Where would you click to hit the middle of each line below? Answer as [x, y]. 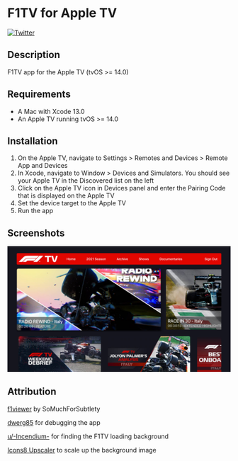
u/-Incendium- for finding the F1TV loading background [88, 436]
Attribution [32, 392]
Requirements [39, 95]
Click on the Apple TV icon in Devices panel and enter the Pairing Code [121, 188]
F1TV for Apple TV [62, 13]
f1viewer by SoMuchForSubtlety [54, 409]
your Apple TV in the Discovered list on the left [86, 181]
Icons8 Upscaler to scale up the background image [82, 450]
